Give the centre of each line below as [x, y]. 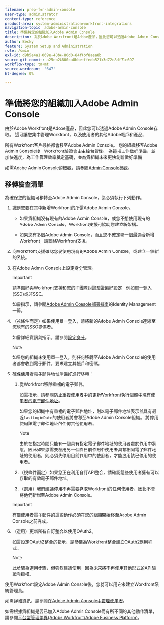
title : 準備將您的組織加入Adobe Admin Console [50, 32]
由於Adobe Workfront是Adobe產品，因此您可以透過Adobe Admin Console [79, 128]
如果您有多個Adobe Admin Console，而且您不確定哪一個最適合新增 [87, 235]
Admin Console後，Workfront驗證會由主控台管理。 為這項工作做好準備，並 [80, 151]
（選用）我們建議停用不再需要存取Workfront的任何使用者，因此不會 [87, 489]
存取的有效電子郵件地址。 [45, 478]
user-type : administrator [31, 14]
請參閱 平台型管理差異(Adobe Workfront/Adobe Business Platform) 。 [74, 617]
